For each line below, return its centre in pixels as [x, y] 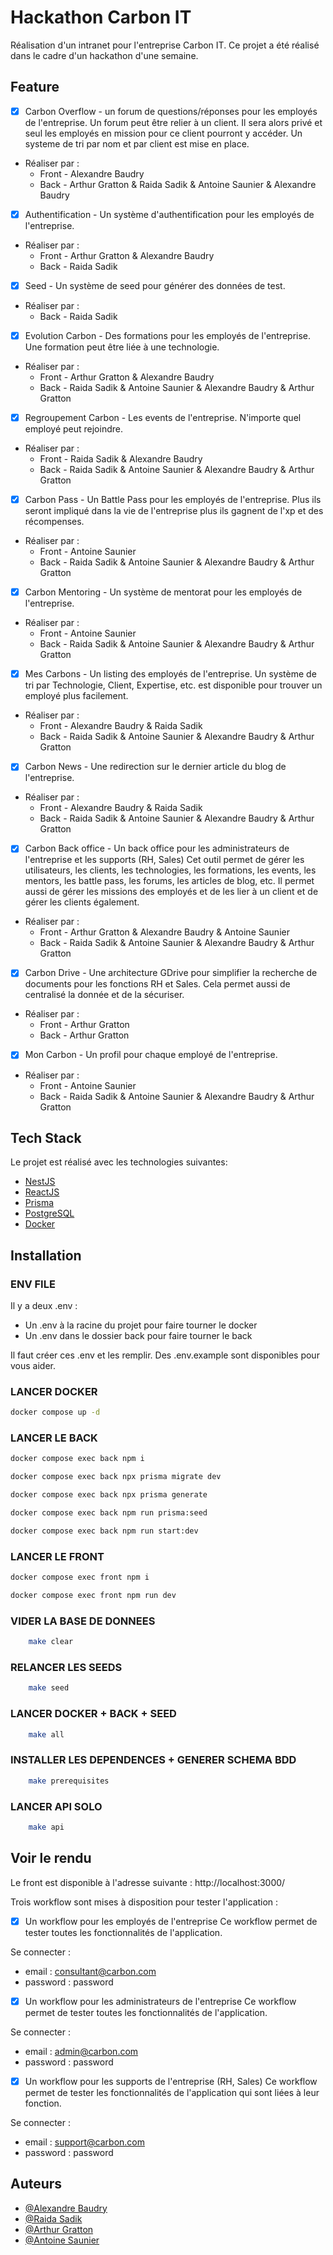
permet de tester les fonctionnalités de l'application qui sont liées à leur [172, 2092]
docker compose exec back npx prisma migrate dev [116, 1477]
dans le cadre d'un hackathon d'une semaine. [104, 55]
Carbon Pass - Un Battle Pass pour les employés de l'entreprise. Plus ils [173, 500]
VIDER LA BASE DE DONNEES [83, 1621]
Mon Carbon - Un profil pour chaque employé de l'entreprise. [151, 1055]
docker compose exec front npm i [80, 1577]
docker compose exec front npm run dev [93, 1596]
